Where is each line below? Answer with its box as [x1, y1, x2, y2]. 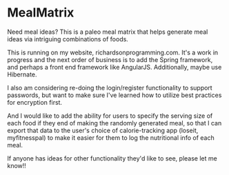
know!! [7, 161, 26, 169]
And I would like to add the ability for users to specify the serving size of [7, 112, 213, 120]
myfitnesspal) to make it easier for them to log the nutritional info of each [7, 133, 215, 142]
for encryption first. [7, 98, 63, 106]
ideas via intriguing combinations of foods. [7, 34, 129, 43]
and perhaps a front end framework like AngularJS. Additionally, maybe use [7, 63, 222, 71]
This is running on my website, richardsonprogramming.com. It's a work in [7, 48, 219, 56]
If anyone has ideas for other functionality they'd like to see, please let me [7, 154, 217, 163]
